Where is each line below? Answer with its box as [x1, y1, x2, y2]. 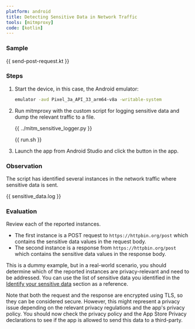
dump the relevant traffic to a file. [14, 113, 95, 120]
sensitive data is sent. [6, 182, 59, 189]
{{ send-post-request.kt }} [6, 57, 70, 64]
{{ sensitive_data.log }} [6, 193, 61, 200]
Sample [6, 44, 28, 53]
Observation [6, 162, 43, 170]
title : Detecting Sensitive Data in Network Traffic [6, 14, 138, 20]
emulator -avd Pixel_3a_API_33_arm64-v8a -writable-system [14, 96, 162, 102]
